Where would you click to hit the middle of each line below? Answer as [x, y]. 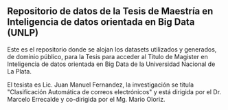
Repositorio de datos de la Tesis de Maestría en [110, 11]
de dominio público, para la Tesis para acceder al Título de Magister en [107, 56]
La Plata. [20, 71]
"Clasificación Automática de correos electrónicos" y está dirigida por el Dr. [114, 91]
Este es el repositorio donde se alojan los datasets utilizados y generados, [112, 49]
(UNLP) [23, 33]
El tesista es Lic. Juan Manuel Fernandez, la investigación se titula [101, 85]
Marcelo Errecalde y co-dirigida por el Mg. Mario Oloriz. [86, 99]
